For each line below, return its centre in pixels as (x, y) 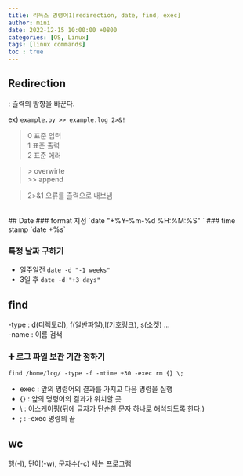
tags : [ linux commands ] (47, 45)
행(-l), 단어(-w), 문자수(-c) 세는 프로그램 (70, 463)
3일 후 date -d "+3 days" (60, 280)
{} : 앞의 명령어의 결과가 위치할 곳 (70, 399)
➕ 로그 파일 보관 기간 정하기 (57, 357)
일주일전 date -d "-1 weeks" (65, 270)
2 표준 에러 (44, 155)
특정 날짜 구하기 (36, 251)
